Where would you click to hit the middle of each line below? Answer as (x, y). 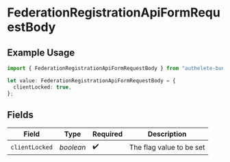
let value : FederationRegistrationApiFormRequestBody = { (91, 80)
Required (107, 134)
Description (167, 134)
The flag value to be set (167, 147)
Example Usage (41, 53)
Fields (21, 115)
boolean (73, 147)
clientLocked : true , (42, 87)
